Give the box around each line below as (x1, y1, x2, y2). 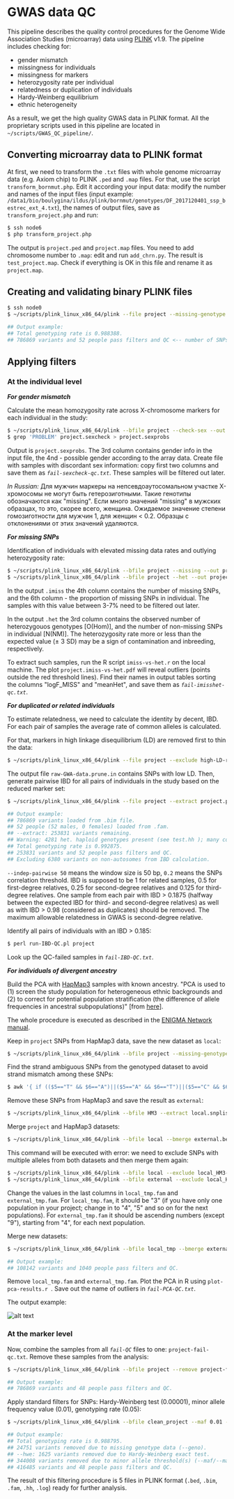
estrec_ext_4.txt (7, 204, 58, 212)
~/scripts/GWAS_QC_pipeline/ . (7, 129, 94, 137)
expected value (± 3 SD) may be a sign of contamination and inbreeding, (7, 637, 216, 645)
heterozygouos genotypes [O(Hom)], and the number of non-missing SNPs (7, 622, 223, 630)
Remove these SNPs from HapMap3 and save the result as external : (7, 1096, 204, 1105)
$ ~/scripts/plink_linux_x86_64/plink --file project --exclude (7, 756, 198, 764)
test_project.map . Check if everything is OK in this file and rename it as (7, 258, 213, 266)
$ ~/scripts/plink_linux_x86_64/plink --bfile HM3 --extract (7, 1110, 189, 1117)
